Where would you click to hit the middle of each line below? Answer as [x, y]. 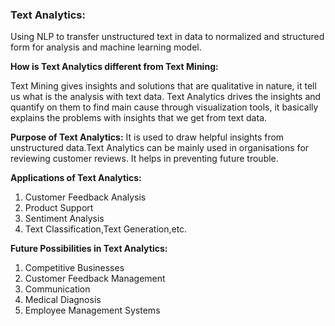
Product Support [59, 208]
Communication [57, 289]
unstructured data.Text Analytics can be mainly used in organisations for [160, 148]
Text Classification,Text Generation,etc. [106, 229]
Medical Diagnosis [63, 300]
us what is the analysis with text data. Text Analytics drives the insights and [166, 97]
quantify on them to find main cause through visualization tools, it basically [164, 107]
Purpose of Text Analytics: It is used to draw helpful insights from [147, 137]
